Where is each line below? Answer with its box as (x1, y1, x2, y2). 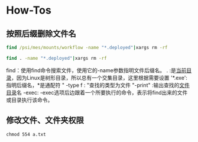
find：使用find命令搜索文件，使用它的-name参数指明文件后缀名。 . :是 (6, 66, 176, 74)
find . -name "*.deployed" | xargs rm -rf (6, 55, 108, 61)
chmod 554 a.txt (6, 131, 46, 137)
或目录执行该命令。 (6, 96, 53, 104)
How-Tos (6, 4, 51, 17)
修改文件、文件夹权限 (6, 115, 84, 125)
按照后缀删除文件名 (6, 28, 76, 38)
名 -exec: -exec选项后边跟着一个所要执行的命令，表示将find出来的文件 (17, 89, 188, 96)
